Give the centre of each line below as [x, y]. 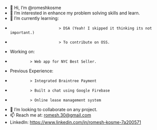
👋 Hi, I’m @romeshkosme [35, 8]
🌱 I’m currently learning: [34, 18]
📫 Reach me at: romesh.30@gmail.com [51, 115]
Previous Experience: [31, 71]
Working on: [22, 52]
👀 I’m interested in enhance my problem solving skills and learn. [75, 13]
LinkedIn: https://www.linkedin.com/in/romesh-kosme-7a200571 [75, 122]
